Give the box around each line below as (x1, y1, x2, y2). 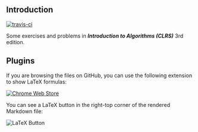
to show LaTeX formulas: (6, 78, 67, 85)
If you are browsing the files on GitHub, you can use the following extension (6, 72, 193, 79)
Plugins (6, 56, 35, 66)
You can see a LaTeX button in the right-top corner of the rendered (6, 101, 171, 108)
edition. (6, 38, 25, 45)
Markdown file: (6, 108, 43, 115)
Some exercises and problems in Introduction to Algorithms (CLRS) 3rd (6, 32, 184, 39)
